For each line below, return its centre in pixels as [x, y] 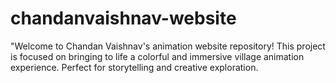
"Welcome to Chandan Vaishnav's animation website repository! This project [168, 46]
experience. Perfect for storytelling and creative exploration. [134, 67]
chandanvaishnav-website [123, 18]
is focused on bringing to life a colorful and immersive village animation [157, 56]
